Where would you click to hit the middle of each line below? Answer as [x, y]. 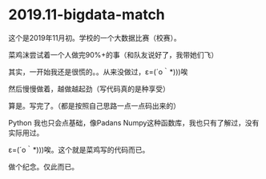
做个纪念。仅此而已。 [43, 166]
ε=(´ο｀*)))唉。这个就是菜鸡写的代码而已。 [79, 149]
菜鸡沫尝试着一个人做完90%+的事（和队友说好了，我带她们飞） [113, 54]
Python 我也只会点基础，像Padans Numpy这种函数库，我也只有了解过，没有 [134, 122]
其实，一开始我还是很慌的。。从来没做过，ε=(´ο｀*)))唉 [98, 72]
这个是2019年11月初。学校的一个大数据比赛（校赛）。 [95, 38]
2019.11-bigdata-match [87, 15]
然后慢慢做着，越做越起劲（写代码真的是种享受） [89, 89]
